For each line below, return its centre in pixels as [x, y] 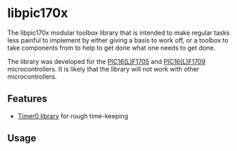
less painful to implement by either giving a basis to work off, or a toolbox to [118, 40]
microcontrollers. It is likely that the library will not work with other [103, 69]
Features [27, 99]
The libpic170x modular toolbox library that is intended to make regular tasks [118, 33]
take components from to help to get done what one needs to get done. [111, 47]
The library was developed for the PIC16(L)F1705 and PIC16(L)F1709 [106, 61]
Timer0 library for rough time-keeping [73, 116]
